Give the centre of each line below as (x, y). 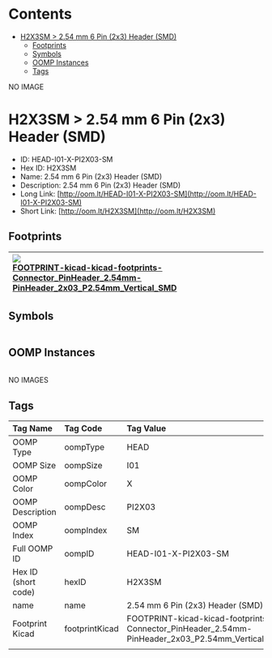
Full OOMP (33, 548)
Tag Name (32, 428)
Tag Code (83, 428)
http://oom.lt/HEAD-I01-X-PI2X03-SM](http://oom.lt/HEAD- (158, 194)
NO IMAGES (28, 380)
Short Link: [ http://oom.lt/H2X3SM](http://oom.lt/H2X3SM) (118, 211)
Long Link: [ (40, 194)
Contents (40, 14)
